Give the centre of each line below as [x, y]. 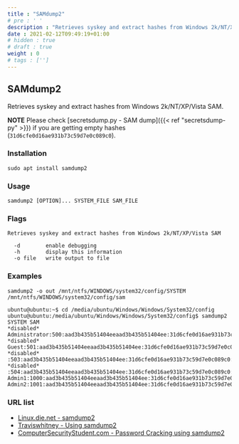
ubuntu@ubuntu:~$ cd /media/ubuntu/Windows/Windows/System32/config [111, 310]
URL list [21, 402]
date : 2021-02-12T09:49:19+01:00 [59, 34]
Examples [25, 276]
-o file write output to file [62, 258]
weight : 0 [23, 54]
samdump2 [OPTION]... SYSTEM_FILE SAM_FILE [73, 201]
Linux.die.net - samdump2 [56, 418]
